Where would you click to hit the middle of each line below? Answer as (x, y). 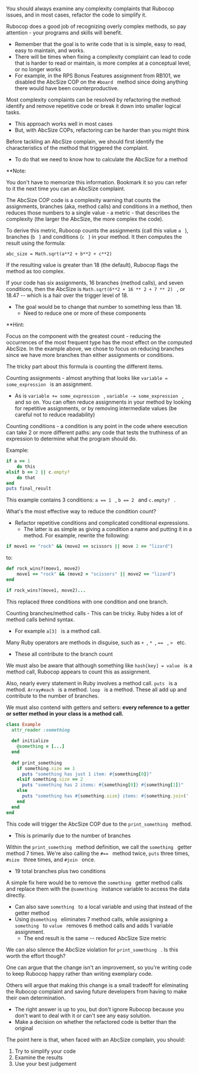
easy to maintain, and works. (50, 50)
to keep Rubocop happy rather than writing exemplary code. (79, 973)
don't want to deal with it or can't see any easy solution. (83, 1015)
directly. (16, 895)
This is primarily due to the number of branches (73, 835)
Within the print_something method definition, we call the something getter (99, 847)
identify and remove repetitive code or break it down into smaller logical (94, 106)
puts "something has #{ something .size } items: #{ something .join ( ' (105, 796)
